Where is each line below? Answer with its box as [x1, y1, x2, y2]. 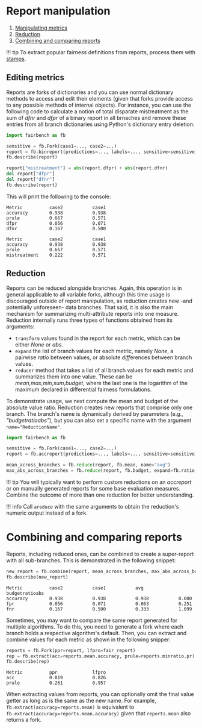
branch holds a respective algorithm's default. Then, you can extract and [6, 629, 187, 636]
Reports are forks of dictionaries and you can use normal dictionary [6, 89, 174, 96]
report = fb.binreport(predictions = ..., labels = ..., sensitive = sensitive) [6, 149, 198, 155]
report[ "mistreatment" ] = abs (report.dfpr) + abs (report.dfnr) [6, 165, 168, 171]
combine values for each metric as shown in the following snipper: [6, 636, 171, 643]
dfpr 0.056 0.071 [6, 220, 106, 227]
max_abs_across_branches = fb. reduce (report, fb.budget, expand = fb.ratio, [6, 468, 198, 474]
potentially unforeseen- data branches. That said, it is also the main [6, 303, 173, 311]
